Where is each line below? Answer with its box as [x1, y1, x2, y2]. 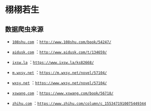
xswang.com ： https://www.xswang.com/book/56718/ [12, 90, 114, 96]
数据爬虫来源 [5, 25, 44, 33]
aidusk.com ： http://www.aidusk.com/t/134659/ [12, 49, 107, 55]
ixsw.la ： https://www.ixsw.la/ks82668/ [12, 59, 94, 65]
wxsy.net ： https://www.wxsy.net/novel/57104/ [12, 80, 107, 85]
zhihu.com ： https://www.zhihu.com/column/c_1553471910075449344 [12, 100, 147, 106]
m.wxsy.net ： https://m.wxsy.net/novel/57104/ [12, 69, 107, 75]
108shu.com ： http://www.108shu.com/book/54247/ [12, 39, 112, 44]
